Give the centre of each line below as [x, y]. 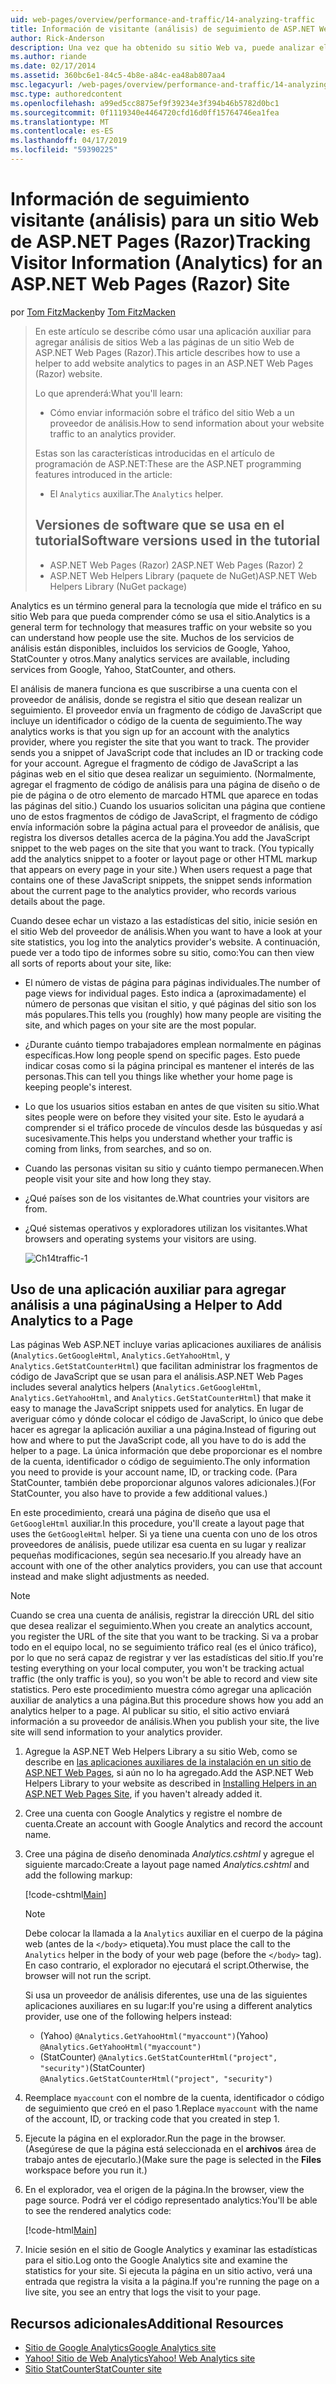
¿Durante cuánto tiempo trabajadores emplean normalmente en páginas [173, 1044]
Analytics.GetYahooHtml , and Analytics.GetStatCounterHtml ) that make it [161, 1398]
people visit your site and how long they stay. [118, 1178]
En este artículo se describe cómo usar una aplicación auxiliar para [173, 331]
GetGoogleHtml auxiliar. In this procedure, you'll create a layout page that [157, 1523]
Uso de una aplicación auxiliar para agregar [148, 1289]
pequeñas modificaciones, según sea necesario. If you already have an [156, 1555]
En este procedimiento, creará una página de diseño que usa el [140, 1513]
